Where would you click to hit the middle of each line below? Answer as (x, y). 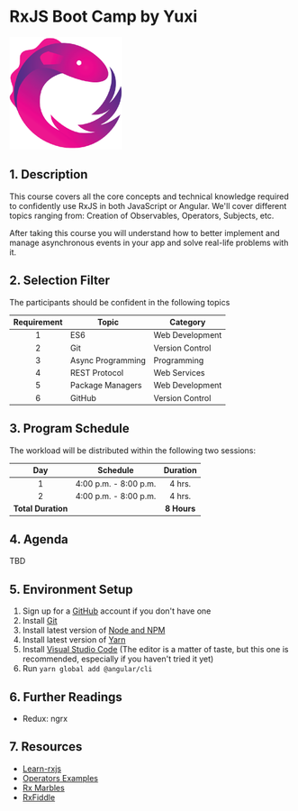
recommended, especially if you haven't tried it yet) (118, 659)
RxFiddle (39, 797)
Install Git (40, 621)
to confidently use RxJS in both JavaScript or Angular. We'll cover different (148, 205)
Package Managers (106, 386)
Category (188, 323)
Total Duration (41, 509)
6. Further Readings (66, 697)
